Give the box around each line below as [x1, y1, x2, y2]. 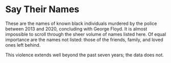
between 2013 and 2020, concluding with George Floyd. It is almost [5, 25, 148, 31]
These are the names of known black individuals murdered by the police [5, 20, 157, 26]
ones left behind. [5, 42, 41, 48]
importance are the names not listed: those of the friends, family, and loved [5, 37, 163, 43]
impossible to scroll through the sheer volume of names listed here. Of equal [5, 31, 166, 37]
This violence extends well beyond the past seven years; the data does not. [5, 52, 164, 58]
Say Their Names [5, 4, 80, 15]
